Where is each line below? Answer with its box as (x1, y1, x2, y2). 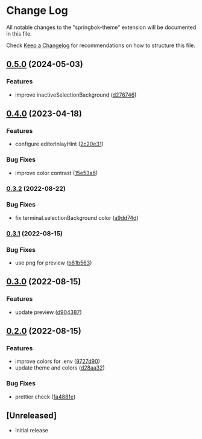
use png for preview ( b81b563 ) (14, 259, 92, 266)
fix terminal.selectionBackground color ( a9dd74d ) (14, 214, 139, 221)
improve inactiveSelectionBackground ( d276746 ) (14, 91, 137, 98)
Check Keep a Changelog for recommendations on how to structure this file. (6, 42, 196, 49)
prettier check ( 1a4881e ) (14, 393, 76, 400)
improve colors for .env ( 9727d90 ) (14, 357, 101, 365)
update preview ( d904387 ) (14, 309, 83, 316)
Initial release (14, 426, 48, 434)
